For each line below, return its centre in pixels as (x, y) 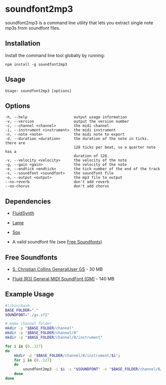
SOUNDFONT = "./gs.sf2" (27, 315)
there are (15, 143)
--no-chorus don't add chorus (57, 186)
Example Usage (30, 294)
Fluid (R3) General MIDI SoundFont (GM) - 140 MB (63, 279)
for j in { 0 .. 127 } (33, 360)
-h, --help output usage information (66, 117)
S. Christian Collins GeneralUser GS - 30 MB (57, 269)
